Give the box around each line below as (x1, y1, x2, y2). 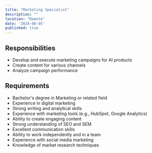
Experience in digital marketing (12, 100, 76, 106)
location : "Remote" (5, 16, 45, 21)
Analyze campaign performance (12, 67, 78, 73)
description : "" (5, 12, 38, 17)
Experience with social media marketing (12, 137, 94, 143)
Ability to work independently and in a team (12, 131, 101, 137)
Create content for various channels (12, 62, 86, 68)
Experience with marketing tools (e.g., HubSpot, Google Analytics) (12, 111, 148, 116)
